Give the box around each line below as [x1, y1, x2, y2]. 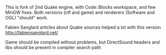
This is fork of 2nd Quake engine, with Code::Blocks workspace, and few [5, 4, 156, 10]
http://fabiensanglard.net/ [5, 30, 59, 35]
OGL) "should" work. [5, 15, 49, 20]
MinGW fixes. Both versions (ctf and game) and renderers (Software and [5, 9, 155, 15]
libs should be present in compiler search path [5, 45, 101, 50]
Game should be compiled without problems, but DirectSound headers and [5, 39, 160, 45]
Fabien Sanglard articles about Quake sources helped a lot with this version [5, 24, 161, 30]
